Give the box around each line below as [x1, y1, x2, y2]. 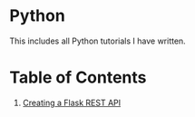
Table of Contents [9, 67, 147, 88]
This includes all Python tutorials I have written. [9, 35, 186, 46]
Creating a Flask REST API [22, 97, 121, 108]
